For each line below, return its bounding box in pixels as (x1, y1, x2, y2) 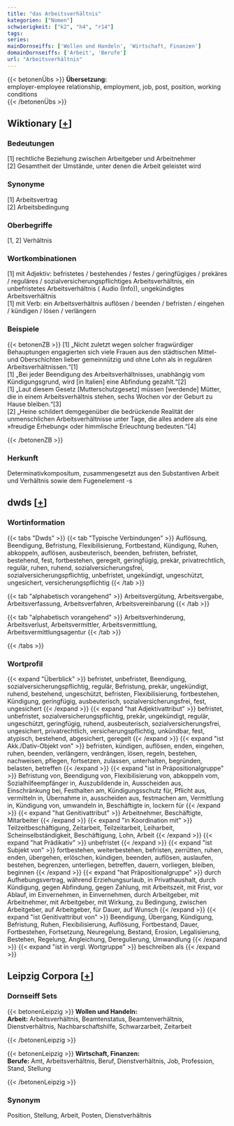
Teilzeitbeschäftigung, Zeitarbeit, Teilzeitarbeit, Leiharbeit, (7, 823, 175, 832)
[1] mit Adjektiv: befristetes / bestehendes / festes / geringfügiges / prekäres (7, 270, 228, 278)
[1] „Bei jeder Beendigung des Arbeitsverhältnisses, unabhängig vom (7, 370, 205, 378)
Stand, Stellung (7, 1064, 51, 1072)
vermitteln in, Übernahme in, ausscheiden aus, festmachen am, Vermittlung (7, 793, 224, 802)
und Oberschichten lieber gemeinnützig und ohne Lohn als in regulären (7, 355, 212, 363)
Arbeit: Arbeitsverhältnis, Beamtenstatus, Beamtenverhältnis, (7, 1015, 184, 1023)
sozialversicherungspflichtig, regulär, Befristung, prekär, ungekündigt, (7, 682, 208, 690)
